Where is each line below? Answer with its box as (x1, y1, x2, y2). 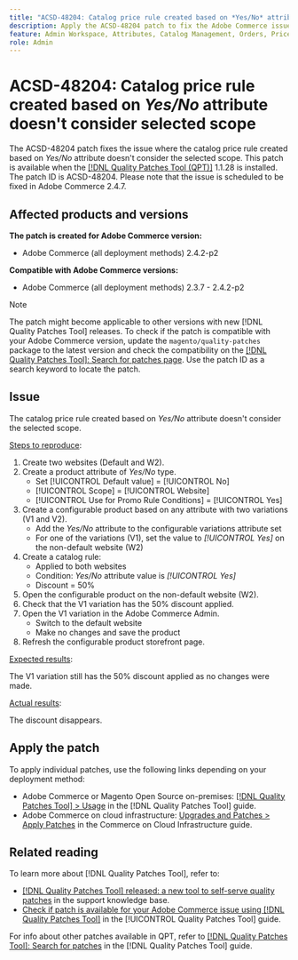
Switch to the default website (35, 617, 143, 628)
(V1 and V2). (21, 513, 68, 524)
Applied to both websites (35, 561, 127, 572)
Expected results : (9, 653, 74, 664)
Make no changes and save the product (35, 627, 181, 637)
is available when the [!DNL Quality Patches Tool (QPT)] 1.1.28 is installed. (9, 162, 278, 173)
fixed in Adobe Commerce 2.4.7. (9, 181, 127, 192)
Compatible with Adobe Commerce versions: (9, 265, 179, 276)
